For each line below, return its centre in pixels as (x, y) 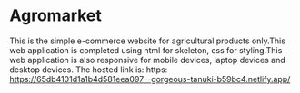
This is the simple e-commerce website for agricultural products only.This (148, 41)
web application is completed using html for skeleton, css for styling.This (146, 50)
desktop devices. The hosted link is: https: (89, 70)
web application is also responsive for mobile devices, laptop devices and (148, 60)
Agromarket (56, 16)
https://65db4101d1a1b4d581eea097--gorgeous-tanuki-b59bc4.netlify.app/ (150, 79)
